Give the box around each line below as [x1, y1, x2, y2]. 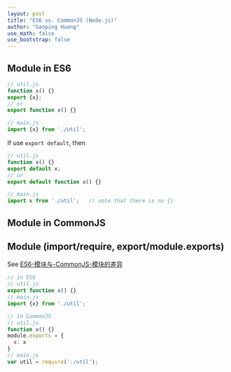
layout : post [7, 10, 45, 18]
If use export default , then [7, 139, 86, 147]
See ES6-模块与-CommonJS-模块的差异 [7, 260, 123, 268]
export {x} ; [7, 94, 42, 101]
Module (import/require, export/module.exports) [7, 240, 225, 252]
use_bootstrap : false [7, 36, 71, 43]
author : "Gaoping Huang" [7, 23, 80, 30]
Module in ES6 [7, 62, 71, 74]
